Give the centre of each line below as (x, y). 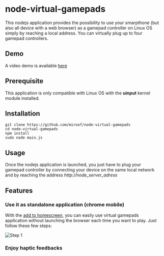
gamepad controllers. (27, 38)
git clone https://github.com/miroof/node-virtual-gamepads (68, 125)
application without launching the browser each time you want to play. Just (81, 220)
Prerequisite (24, 81)
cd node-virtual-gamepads (31, 129)
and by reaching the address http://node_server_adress (61, 175)
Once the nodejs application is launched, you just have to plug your (73, 165)
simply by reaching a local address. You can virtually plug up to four (74, 33)
